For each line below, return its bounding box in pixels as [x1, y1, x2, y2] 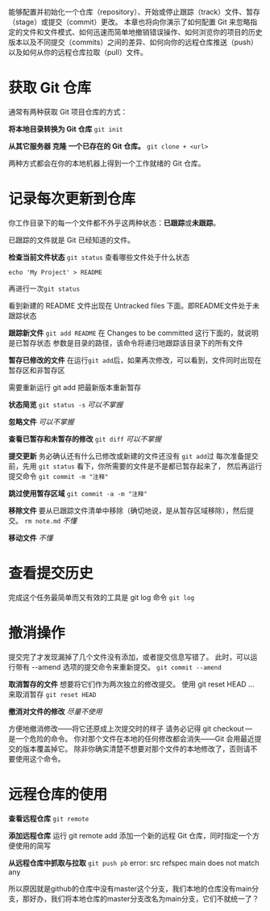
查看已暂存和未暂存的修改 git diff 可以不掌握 [8, 434, 162, 443]
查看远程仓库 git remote [8, 813, 89, 823]
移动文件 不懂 [8, 532, 53, 543]
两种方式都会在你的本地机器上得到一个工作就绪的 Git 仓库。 [8, 158, 206, 168]
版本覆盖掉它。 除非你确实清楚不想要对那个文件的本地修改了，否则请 [22, 744, 251, 754]
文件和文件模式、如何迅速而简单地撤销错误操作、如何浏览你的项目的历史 [22, 27, 263, 36]
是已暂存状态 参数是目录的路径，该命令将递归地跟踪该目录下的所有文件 [8, 338, 243, 347]
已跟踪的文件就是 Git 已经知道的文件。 [8, 235, 135, 245]
